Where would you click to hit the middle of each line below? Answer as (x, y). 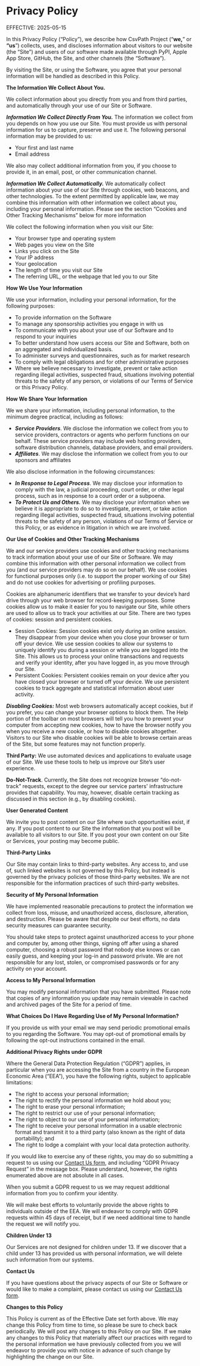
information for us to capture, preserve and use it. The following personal (96, 130)
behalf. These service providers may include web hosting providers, (98, 441)
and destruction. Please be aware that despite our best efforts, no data (93, 919)
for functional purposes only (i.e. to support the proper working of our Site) (99, 576)
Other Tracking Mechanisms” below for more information (76, 215)
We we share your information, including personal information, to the (90, 410)
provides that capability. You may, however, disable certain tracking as (93, 792)
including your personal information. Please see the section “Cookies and (96, 209)
